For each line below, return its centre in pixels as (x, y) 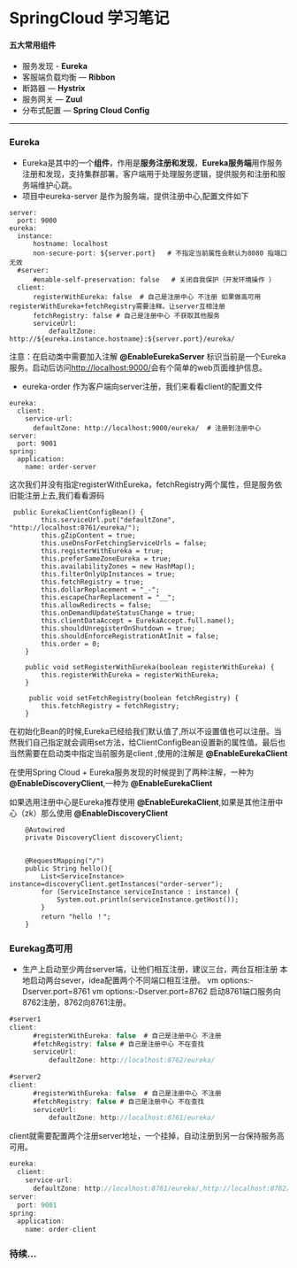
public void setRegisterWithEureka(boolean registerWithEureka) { (150, 667)
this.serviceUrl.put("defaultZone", (108, 520)
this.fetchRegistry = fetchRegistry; (110, 706)
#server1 (25, 1019)
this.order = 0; (71, 644)
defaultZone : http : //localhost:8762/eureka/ (132, 1060)
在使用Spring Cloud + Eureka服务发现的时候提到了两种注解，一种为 (132, 772)
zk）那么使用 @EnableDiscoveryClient (96, 813)
